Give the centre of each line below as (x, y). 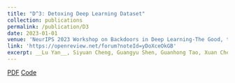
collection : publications (45, 20)
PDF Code (22, 72)
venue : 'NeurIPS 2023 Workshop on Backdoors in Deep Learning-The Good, (115, 40)
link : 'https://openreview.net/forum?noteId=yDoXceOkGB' (92, 46)
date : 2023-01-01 (33, 33)
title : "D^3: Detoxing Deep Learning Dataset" (76, 14)
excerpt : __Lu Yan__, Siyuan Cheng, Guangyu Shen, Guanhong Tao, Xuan (112, 53)
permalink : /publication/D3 (48, 27)
